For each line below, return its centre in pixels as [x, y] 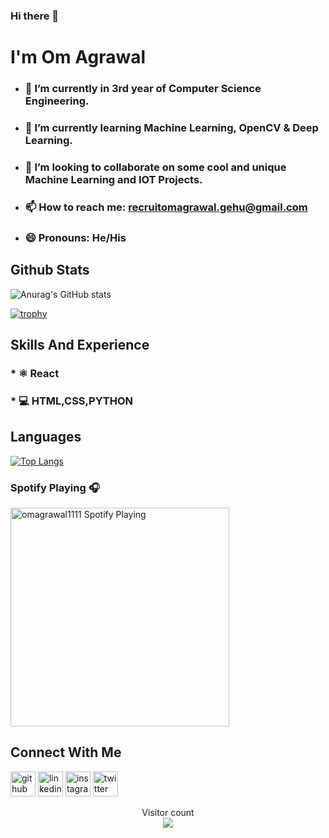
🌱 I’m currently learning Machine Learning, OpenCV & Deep [171, 127]
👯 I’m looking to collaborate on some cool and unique [155, 167]
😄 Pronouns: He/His [75, 237]
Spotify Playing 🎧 [55, 487]
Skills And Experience [80, 344]
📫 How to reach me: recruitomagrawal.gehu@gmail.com [166, 207]
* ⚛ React [35, 373]
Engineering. [57, 101]
